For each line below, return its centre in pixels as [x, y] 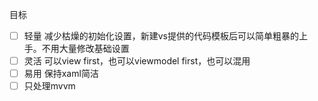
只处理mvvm [49, 86]
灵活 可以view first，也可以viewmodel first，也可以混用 [137, 61]
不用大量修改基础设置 [85, 49]
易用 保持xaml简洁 [61, 74]
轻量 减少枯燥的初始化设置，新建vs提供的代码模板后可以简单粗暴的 [161, 36]
